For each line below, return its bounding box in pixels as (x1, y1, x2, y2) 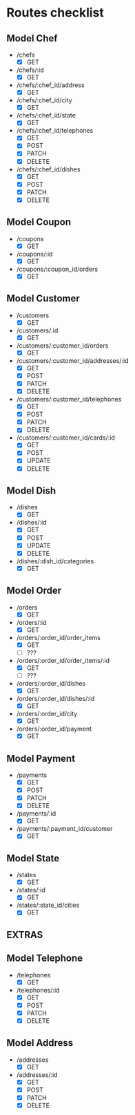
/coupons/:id (16, 250, 53, 258)
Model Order (6, 585, 62, 597)
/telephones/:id (16, 986, 60, 994)
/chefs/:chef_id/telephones (16, 127, 94, 135)
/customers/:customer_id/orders (16, 341, 109, 350)
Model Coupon (6, 216, 72, 228)
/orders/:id (16, 618, 47, 626)
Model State (6, 852, 60, 864)
